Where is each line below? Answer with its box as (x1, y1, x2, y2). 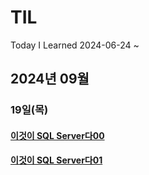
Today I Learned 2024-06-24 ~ (10, 39, 140, 51)
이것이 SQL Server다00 (10, 129, 105, 141)
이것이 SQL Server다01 (10, 154, 103, 166)
